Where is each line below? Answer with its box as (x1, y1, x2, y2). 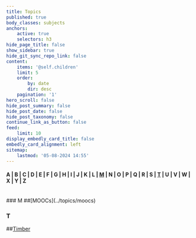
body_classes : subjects (6, 20, 66, 26)
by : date (27, 81, 49, 87)
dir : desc (27, 86, 52, 92)
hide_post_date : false (6, 108, 63, 114)
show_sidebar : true (6, 48, 55, 54)
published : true (6, 14, 46, 20)
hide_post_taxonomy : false (6, 114, 73, 120)
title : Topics (6, 8, 42, 15)
